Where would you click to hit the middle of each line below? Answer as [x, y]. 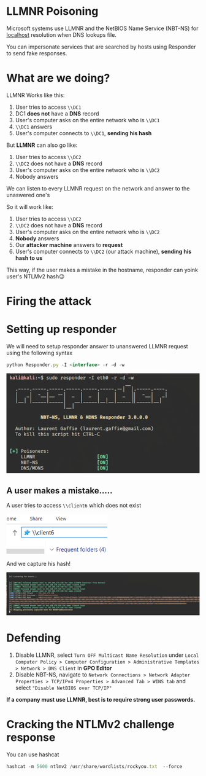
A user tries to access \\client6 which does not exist [74, 505]
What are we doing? [58, 78]
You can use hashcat [33, 754]
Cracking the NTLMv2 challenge [90, 725]
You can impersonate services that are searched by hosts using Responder [101, 47]
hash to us [29, 258]
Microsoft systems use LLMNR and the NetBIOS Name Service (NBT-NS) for [102, 28]
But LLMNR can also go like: [42, 145]
